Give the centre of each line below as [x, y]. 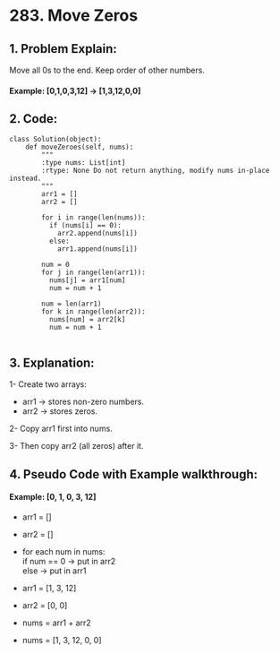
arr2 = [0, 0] [45, 605]
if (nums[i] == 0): [85, 226]
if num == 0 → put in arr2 [69, 561]
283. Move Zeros [74, 16]
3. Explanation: [52, 362]
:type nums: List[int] [84, 163]
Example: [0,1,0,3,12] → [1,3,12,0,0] [75, 90]
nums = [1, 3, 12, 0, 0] [62, 640]
